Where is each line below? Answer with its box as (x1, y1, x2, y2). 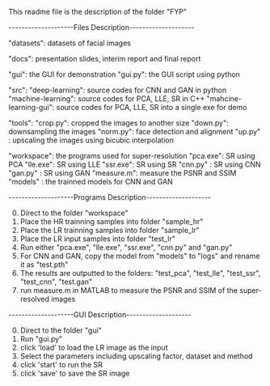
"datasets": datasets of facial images (8, 38, 131, 48)
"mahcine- (206, 94, 243, 104)
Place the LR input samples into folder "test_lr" (19, 234, 175, 244)
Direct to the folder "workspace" (19, 208, 129, 218)
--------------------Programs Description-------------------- (8, 193, 212, 201)
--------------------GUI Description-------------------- (8, 310, 192, 319)
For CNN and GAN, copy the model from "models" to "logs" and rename (19, 251, 260, 261)
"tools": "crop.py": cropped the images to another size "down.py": (8, 118, 229, 128)
